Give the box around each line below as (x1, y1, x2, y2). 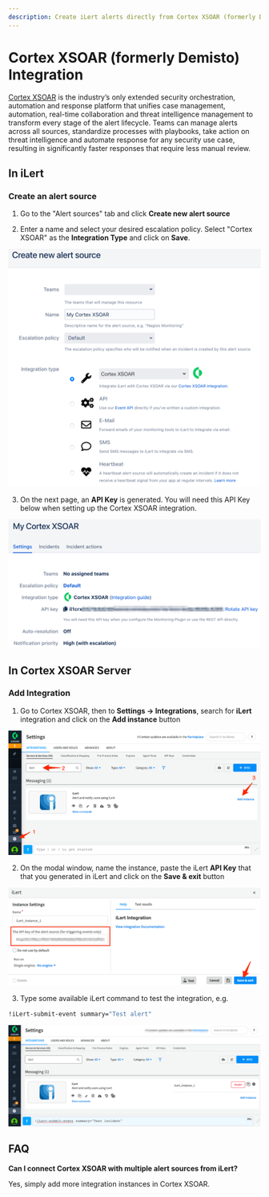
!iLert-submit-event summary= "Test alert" (8, 1010, 152, 1019)
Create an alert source (8, 190, 98, 202)
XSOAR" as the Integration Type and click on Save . (19, 233, 191, 242)
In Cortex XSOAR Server (8, 663, 132, 678)
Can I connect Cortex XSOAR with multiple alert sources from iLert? (8, 1163, 239, 1173)
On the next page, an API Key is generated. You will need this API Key (19, 495, 251, 504)
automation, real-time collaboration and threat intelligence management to (8, 109, 254, 119)
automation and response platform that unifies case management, (8, 100, 226, 110)
